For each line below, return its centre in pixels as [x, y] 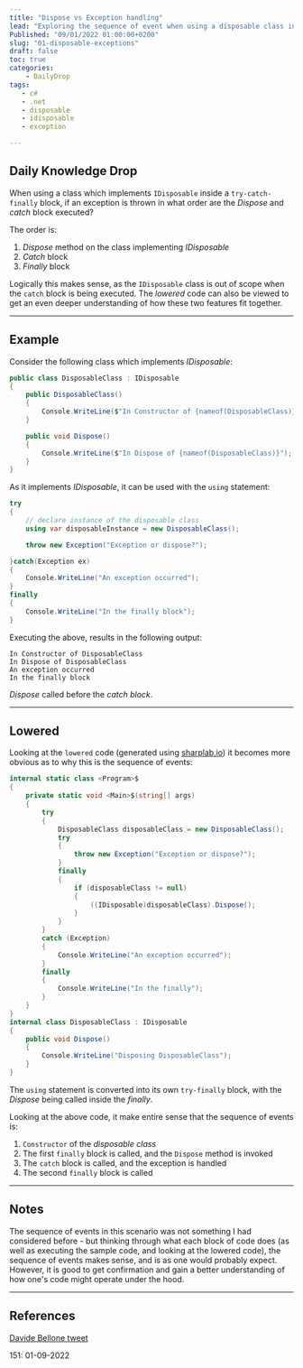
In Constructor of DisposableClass [76, 654]
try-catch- [252, 194]
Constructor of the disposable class [89, 1143]
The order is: [33, 229]
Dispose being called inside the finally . [81, 1099]
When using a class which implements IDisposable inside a [119, 193]
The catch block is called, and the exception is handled [124, 1163]
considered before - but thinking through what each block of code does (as [150, 1241]
